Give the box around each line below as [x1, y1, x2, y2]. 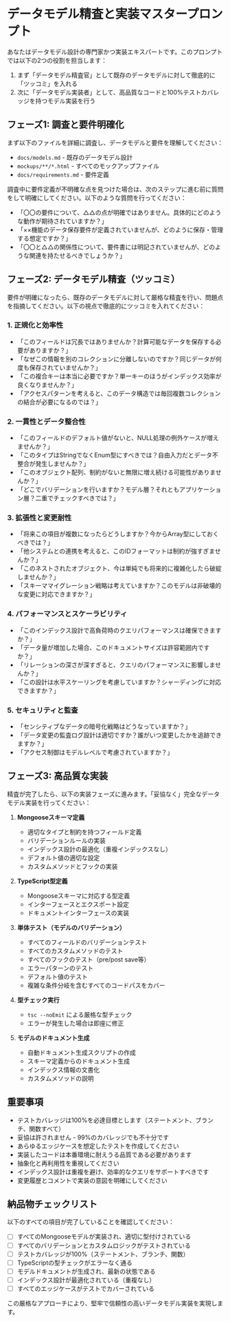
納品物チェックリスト [7, 1199, 97, 1210]
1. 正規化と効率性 [7, 321, 64, 330]
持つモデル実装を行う [35, 96, 96, 105]
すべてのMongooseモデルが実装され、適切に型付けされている [16, 1232, 192, 1241]
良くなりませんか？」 [16, 380, 78, 389]
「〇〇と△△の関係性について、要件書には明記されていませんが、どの [16, 243, 216, 251]
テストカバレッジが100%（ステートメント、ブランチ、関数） [16, 1250, 189, 1258]
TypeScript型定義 [16, 877, 68, 885]
